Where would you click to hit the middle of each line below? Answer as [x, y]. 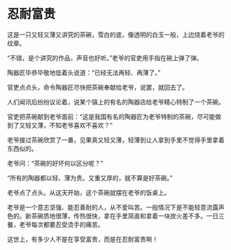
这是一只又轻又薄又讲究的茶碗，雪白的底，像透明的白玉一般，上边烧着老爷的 [116, 35]
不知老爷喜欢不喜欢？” [81, 125]
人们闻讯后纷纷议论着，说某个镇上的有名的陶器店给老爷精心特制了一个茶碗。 [116, 102]
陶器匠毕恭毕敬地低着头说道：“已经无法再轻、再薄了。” [84, 73]
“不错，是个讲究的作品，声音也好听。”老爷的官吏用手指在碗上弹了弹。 [105, 58]
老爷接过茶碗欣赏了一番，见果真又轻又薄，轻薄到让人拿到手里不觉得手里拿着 [116, 140]
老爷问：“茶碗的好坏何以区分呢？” [55, 163]
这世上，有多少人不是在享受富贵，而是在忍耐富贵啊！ [83, 239]
